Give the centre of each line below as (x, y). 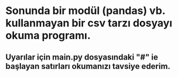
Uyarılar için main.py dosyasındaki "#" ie (82, 57)
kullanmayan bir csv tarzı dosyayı (89, 23)
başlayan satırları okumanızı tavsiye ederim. (88, 66)
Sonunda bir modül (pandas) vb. (85, 11)
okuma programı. (48, 36)
